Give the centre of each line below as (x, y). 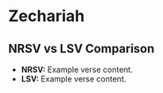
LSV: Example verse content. (74, 79)
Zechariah (47, 16)
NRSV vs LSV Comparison (81, 49)
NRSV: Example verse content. (77, 69)
